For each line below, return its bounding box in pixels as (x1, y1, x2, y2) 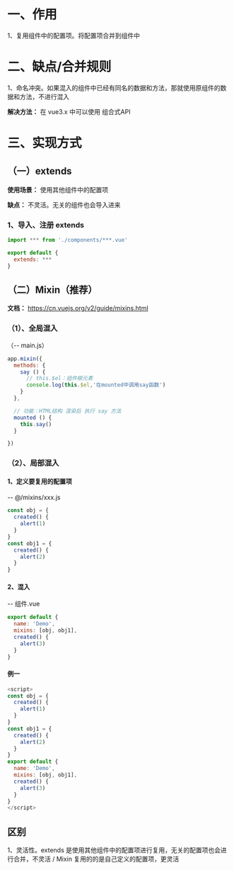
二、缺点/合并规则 (7, 59, 112, 75)
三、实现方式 (7, 135, 83, 151)
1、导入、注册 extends (7, 220, 85, 230)
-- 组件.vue (7, 600, 40, 608)
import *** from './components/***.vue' (7, 237, 129, 244)
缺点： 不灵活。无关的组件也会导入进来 (7, 200, 121, 209)
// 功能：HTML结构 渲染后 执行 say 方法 (13, 407, 122, 415)
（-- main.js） (7, 341, 48, 350)
